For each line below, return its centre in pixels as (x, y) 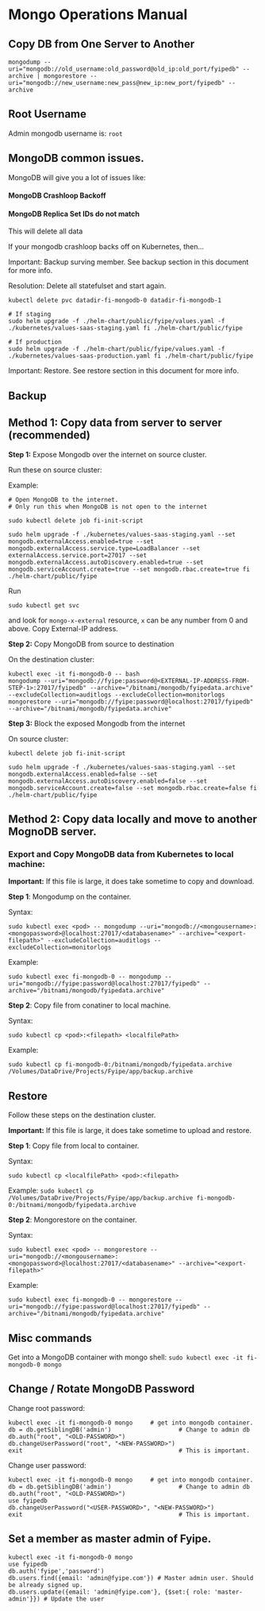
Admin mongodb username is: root (65, 133)
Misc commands (50, 1338)
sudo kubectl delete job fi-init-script (76, 520)
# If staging (30, 314)
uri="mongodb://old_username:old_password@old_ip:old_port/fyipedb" (124, 69)
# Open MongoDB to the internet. (63, 499)
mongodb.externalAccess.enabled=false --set (83, 774)
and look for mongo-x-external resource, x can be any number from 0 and (128, 620)
